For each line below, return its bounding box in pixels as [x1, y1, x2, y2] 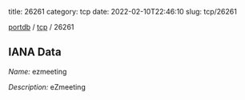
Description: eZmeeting [8, 82, 86, 91]
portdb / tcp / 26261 [8, 22, 74, 31]
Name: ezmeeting [8, 66, 67, 76]
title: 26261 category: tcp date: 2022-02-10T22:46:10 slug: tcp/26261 [8, 7, 238, 16]
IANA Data [8, 46, 62, 59]
